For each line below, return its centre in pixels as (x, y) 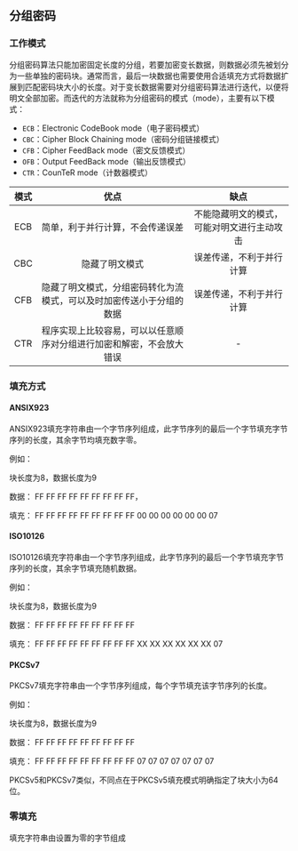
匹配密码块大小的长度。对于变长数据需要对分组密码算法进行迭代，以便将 (157, 86)
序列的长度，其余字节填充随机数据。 (75, 568)
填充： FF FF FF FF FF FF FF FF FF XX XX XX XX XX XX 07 (116, 644)
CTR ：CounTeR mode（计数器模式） (87, 173)
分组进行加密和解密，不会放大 (122, 343)
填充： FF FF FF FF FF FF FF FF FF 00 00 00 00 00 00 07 (114, 515)
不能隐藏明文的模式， (239, 213)
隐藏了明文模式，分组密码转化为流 (113, 287)
